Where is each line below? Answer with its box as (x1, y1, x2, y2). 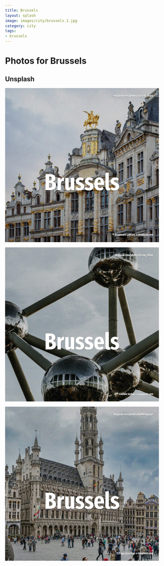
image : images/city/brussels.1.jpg (5, 18, 78, 23)
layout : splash (5, 13, 36, 18)
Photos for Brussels (5, 55, 87, 67)
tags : (5, 28, 16, 34)
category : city (5, 23, 36, 28)
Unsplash (5, 75, 35, 83)
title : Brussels (5, 8, 38, 13)
